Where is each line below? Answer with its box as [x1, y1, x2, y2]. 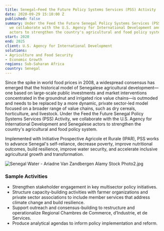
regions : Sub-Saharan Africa [5, 62, 64, 66]
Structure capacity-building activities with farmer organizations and [12, 189, 148, 195]
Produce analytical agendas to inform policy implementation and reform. [12, 220, 158, 226]
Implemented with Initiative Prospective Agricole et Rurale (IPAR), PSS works [5, 136, 159, 142]
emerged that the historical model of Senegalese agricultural [5, 85, 127, 90]
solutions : [5, 48, 27, 53]
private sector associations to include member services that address [12, 194, 150, 200]
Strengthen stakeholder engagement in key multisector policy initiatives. [12, 184, 158, 190]
